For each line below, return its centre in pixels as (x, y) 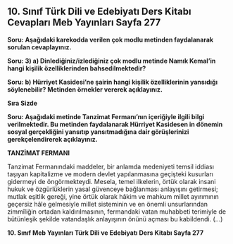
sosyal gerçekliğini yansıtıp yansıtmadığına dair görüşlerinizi (98, 132)
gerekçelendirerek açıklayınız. (52, 139)
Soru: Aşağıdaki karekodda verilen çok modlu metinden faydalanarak (110, 39)
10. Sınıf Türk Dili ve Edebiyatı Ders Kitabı (99, 12)
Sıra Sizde (22, 103)
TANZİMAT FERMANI (39, 153)
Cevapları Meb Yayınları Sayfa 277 (84, 23)
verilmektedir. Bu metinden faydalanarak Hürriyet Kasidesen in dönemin (115, 124)
